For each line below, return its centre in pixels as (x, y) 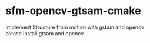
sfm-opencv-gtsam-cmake (74, 11)
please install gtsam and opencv (45, 33)
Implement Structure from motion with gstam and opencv (75, 27)
